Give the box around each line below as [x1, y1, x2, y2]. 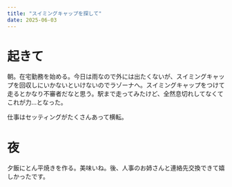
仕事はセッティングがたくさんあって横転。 [7, 113, 128, 121]
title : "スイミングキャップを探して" [7, 10, 102, 17]
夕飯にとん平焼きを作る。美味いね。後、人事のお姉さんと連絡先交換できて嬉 [7, 164, 225, 173]
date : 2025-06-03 [7, 17, 57, 23]
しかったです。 [7, 173, 50, 181]
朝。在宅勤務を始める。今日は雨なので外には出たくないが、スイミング [7, 72, 207, 81]
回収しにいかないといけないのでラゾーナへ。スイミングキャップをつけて [19, 81, 225, 90]
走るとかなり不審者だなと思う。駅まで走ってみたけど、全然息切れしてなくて [7, 90, 224, 98]
